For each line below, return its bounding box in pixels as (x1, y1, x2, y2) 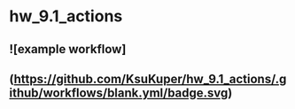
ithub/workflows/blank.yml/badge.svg (9, 85, 229, 100)
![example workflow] (9, 42, 127, 57)
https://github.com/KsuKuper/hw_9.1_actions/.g (13, 71, 287, 86)
